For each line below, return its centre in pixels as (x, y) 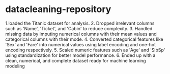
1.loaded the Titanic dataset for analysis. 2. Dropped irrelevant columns (80, 23)
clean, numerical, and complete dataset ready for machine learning (76, 60)
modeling (15, 66)
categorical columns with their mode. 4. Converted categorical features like (84, 39)
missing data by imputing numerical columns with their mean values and (81, 34)
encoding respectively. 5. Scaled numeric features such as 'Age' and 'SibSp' (85, 50)
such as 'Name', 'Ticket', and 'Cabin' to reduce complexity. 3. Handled (79, 28)
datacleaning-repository (58, 9)
